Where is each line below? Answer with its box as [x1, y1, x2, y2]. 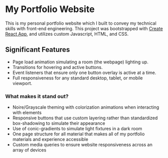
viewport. [12, 80, 33, 86]
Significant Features [5, 45, 70, 54]
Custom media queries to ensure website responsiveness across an [12, 142, 153, 148]
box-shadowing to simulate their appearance [12, 120, 105, 126]
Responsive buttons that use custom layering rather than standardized [12, 115, 158, 121]
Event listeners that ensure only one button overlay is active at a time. [12, 69, 156, 75]
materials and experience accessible [12, 136, 89, 142]
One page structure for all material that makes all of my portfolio [12, 131, 145, 137]
